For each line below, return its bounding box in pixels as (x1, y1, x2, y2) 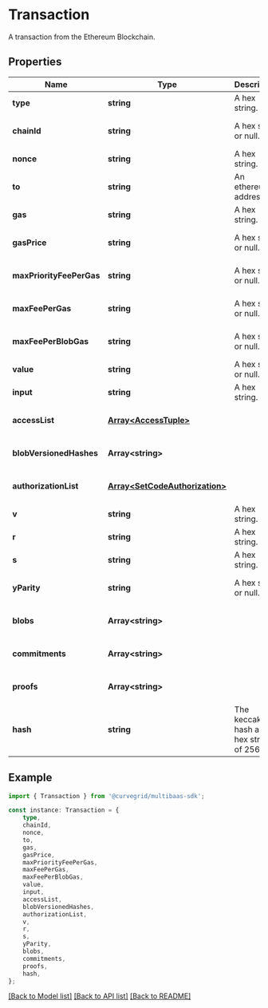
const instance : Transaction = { (8, 806, 120, 815)
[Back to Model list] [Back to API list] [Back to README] (8, 991, 191, 1001)
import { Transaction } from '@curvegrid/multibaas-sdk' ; (8, 792, 205, 800)
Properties (8, 55, 62, 69)
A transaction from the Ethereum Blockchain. (8, 32, 156, 42)
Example (8, 771, 53, 785)
